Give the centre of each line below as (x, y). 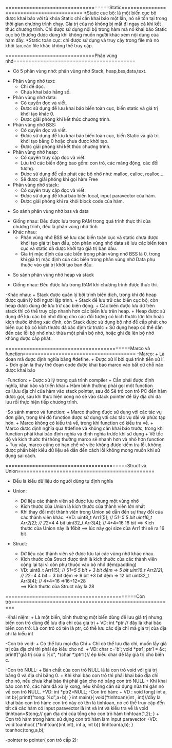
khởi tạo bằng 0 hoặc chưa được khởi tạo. (64, 141)
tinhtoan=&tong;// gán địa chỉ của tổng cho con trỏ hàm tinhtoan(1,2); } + (82, 714)
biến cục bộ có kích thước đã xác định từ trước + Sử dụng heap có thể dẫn (84, 327)
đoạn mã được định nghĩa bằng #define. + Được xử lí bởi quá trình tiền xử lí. (85, 359)
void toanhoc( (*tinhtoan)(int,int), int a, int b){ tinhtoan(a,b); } (69, 725)
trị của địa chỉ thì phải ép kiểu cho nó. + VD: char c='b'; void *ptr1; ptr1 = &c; (86, 649)
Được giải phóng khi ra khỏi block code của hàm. (72, 201)
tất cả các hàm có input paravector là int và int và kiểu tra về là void (77, 708)
